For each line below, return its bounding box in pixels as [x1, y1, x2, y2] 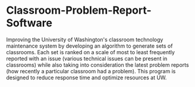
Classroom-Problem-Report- [6, 4, 152, 17]
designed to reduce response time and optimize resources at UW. [6, 74, 167, 81]
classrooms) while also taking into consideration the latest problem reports [6, 61, 189, 69]
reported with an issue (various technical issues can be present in [6, 55, 168, 62]
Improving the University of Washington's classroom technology [6, 36, 163, 43]
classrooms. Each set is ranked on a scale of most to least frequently [6, 48, 175, 55]
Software [6, 16, 52, 30]
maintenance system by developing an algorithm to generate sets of [6, 42, 173, 49]
